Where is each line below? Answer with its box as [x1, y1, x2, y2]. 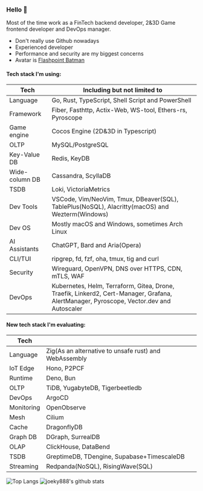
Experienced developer [14, 43, 74, 51]
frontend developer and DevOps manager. [6, 25, 111, 33]
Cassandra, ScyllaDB [51, 172, 111, 180]
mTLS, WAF [51, 272, 85, 280]
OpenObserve [46, 403, 86, 411]
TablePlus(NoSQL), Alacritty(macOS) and [51, 202, 169, 211]
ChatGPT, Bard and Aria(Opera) [51, 241, 142, 249]
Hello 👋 [6, 5, 28, 14]
